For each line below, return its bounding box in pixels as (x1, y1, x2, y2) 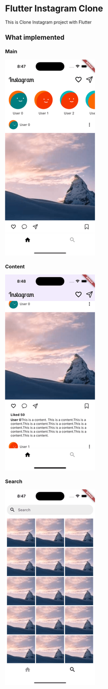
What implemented (5, 33, 65, 42)
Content (5, 263, 25, 270)
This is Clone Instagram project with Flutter (5, 19, 92, 25)
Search (5, 478, 23, 485)
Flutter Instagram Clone (5, 3, 104, 14)
